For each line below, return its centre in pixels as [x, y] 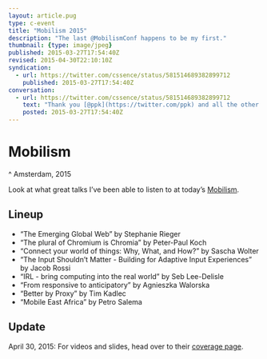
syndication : [30, 68]
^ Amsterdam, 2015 [40, 174]
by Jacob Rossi [45, 268]
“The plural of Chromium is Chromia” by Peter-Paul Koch [113, 242]
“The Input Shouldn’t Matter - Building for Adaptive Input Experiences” [136, 259]
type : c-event [32, 23]
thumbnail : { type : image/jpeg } [60, 46]
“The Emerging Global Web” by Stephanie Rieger [100, 233]
